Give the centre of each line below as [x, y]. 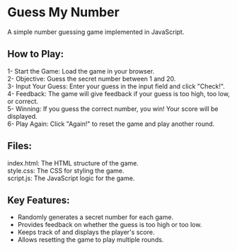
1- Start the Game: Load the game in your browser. [81, 71]
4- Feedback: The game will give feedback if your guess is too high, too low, [118, 93]
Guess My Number [64, 12]
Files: [19, 146]
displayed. [22, 116]
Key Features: [39, 200]
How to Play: [36, 54]
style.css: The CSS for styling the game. [66, 170]
